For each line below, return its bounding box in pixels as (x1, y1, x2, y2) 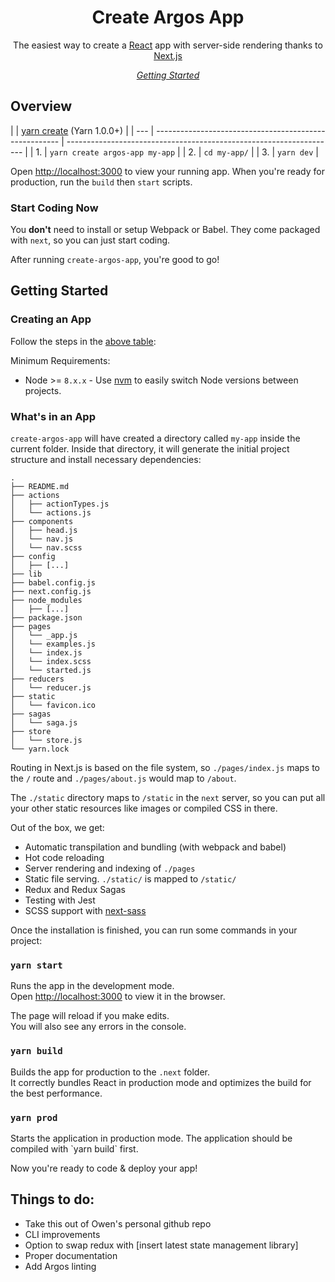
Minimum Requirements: (10, 354, 111, 366)
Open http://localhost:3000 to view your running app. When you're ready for (10, 165, 325, 177)
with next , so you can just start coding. (10, 234, 171, 246)
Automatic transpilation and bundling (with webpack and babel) (24, 841, 287, 853)
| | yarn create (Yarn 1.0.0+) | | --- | (10, 124, 155, 136)
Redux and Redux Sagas (24, 884, 126, 896)
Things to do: (10, 1191, 95, 1208)
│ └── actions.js (10, 508, 92, 518)
